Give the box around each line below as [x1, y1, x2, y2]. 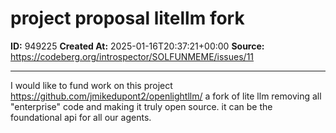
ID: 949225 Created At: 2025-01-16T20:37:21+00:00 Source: [10, 40, 265, 52]
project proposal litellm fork [10, 7, 245, 30]
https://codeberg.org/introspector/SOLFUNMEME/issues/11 [10, 50, 255, 62]
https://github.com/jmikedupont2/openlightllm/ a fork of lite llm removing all [10, 90, 322, 102]
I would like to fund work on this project [10, 79, 173, 91]
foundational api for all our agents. [10, 111, 152, 123]
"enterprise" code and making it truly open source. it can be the [10, 100, 273, 112]
